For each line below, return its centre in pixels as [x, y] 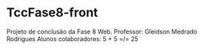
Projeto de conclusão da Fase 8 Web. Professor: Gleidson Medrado [102, 32]
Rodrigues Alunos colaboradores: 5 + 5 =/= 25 [72, 38]
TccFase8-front [52, 13]
